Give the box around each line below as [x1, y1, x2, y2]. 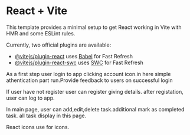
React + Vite [6, 4, 68, 18]
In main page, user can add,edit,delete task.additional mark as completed [6, 106, 185, 113]
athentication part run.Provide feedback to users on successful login [6, 77, 173, 84]
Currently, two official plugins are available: [6, 41, 112, 48]
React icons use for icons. [6, 123, 70, 130]
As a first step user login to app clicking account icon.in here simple [6, 70, 171, 77]
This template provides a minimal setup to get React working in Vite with [6, 24, 182, 31]
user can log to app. [6, 94, 55, 101]
